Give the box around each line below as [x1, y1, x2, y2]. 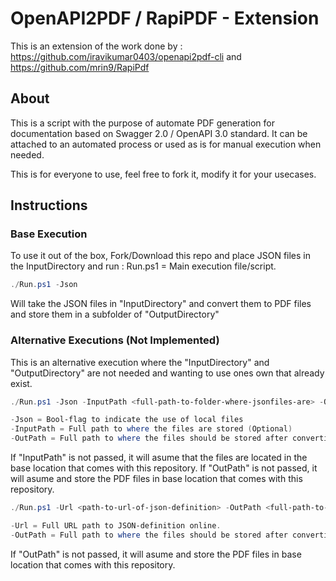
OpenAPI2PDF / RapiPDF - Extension [10, 7, 320, 30]
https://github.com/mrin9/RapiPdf [10, 61, 150, 73]
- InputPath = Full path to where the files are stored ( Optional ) [10, 424, 293, 434]
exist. [10, 377, 33, 389]
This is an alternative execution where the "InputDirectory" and [10, 356, 270, 368]
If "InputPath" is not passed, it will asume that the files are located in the [10, 452, 308, 464]
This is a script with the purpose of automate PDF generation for [10, 117, 275, 129]
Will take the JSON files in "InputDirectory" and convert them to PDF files [10, 298, 312, 310]
